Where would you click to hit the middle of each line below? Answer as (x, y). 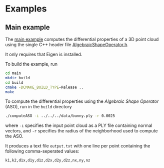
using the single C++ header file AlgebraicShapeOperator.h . (67, 45)
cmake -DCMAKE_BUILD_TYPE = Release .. (44, 87)
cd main (13, 73)
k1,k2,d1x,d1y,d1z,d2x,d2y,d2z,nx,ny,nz (48, 160)
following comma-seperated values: (42, 151)
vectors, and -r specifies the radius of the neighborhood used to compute (81, 131)
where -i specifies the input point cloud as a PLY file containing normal (79, 125)
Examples (26, 9)
